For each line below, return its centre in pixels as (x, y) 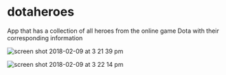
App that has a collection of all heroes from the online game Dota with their (113, 31)
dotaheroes (41, 12)
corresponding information (45, 37)
